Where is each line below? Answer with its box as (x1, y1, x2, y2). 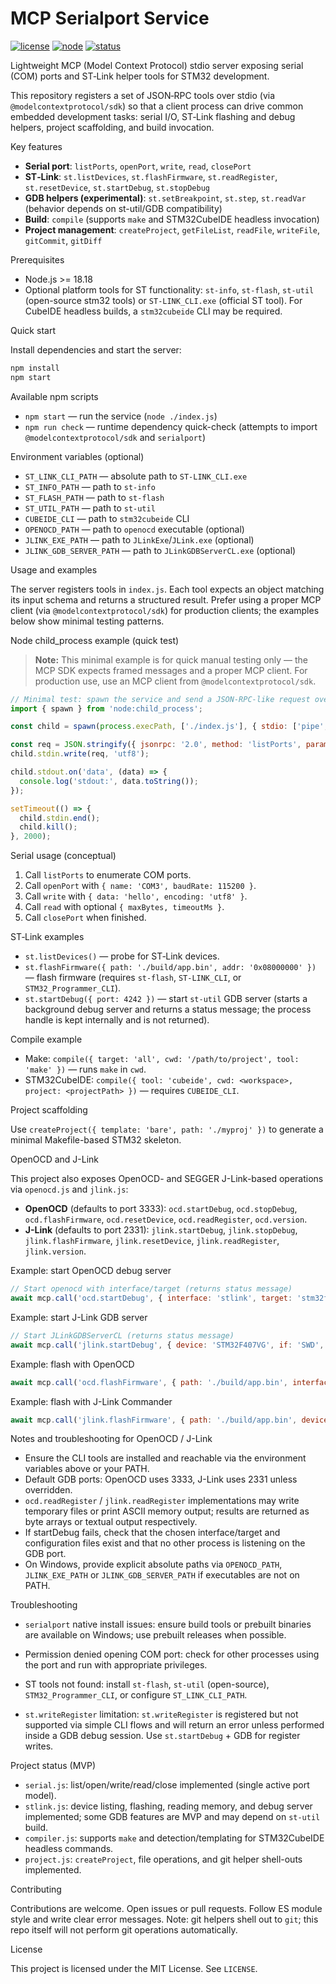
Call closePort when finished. (24, 912, 147, 924)
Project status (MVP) (10, 1760, 96, 1772)
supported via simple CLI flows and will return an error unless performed (24, 1719, 325, 1731)
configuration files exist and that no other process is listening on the (24, 1537, 306, 1549)
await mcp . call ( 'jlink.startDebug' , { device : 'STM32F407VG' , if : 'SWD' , (10, 1340, 325, 1350)
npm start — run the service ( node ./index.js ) (24, 410, 218, 422)
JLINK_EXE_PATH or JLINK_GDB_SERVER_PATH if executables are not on (24, 1569, 300, 1581)
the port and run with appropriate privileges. (24, 1659, 208, 1671)
